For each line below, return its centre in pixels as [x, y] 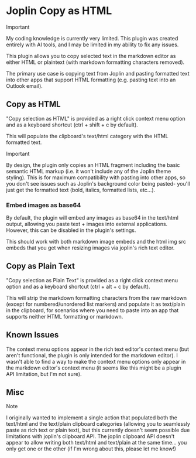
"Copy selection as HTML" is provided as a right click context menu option [96, 118]
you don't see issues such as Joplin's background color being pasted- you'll [98, 183]
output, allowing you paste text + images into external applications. [87, 224]
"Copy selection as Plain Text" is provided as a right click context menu [92, 280]
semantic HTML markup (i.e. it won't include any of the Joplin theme [89, 171]
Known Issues [32, 335]
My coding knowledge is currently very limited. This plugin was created [92, 38]
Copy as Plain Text [40, 266]
